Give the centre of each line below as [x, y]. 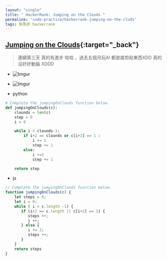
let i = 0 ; [26, 202]
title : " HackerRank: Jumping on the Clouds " [55, 15]
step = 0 [24, 117]
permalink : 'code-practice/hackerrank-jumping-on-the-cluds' [71, 19]
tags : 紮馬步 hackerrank [30, 24]
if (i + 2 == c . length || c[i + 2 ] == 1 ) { [63, 211]
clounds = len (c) [33, 112]
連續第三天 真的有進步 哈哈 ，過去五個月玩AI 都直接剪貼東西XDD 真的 [90, 58]
